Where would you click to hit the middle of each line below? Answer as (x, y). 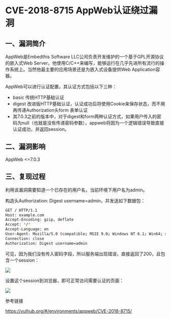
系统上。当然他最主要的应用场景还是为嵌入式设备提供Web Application (82, 69)
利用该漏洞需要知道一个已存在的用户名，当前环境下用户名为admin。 (76, 190)
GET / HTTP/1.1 (21, 210)
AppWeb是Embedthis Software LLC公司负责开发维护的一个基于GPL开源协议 (84, 57)
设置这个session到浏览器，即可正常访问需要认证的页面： (65, 280)
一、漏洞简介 (25, 43)
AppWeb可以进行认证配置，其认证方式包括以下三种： (61, 86)
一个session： (24, 260)
